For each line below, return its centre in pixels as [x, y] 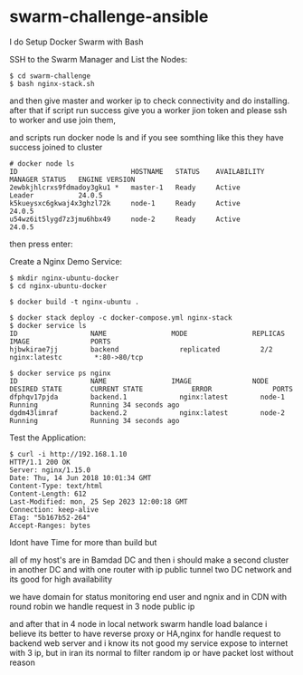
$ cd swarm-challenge [50, 76]
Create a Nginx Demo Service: [66, 261]
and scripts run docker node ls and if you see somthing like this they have [147, 137]
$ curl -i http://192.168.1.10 [68, 454]
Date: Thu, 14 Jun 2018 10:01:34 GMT [80, 477]
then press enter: [42, 244]
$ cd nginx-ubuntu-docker [58, 286]
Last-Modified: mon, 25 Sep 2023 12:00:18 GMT [99, 501]
